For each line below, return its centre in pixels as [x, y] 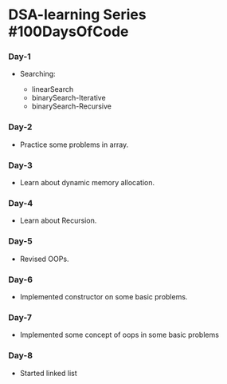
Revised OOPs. [44, 259]
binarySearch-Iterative [68, 98]
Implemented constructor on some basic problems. [104, 296]
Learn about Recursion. [58, 220]
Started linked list [48, 373]
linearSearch [53, 89]
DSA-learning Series [77, 15]
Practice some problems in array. [74, 144]
